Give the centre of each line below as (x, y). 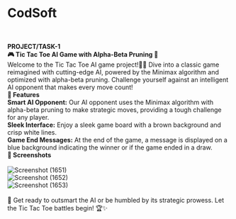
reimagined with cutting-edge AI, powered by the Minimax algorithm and (113, 72)
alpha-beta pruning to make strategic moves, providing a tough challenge (114, 109)
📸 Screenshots (29, 155)
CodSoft (32, 13)
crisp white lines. (32, 132)
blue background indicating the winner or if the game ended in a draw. (110, 147)
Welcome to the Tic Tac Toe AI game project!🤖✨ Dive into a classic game (113, 64)
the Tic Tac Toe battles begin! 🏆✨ (58, 208)
